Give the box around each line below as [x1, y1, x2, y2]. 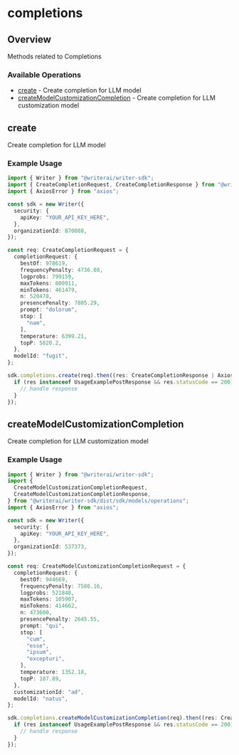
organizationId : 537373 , [14, 543, 87, 551]
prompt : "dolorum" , [20, 306, 78, 314]
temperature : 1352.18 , [20, 669, 87, 676]
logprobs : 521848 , [20, 589, 75, 596]
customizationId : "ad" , [14, 688, 84, 695]
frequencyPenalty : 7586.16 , [20, 582, 103, 590]
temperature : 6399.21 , [20, 332, 87, 339]
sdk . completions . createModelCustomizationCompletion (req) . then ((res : [7, 714, 218, 722]
